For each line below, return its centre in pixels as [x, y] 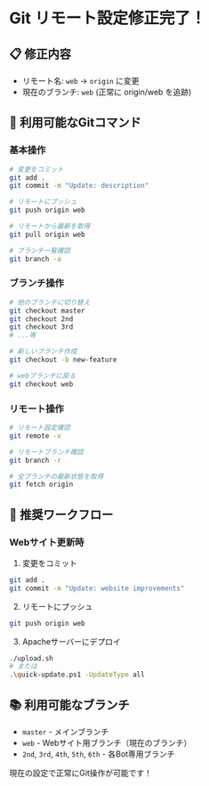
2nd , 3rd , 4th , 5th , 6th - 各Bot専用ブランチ [98, 754]
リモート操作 [37, 409]
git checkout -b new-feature [63, 360]
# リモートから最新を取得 [50, 227]
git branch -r [36, 460]
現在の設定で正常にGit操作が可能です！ [81, 773]
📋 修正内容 [40, 54]
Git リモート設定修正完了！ [108, 18]
